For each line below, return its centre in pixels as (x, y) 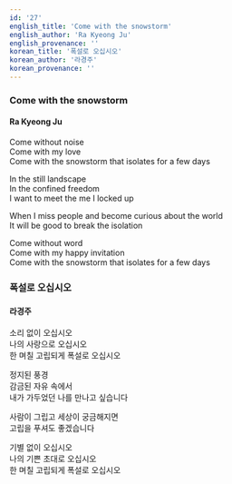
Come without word (46, 243)
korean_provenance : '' (52, 69)
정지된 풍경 (29, 375)
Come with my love (45, 152)
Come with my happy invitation (67, 252)
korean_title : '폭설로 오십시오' (66, 52)
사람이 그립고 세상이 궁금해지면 (64, 417)
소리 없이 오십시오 (41, 333)
